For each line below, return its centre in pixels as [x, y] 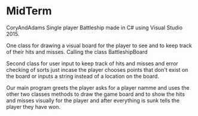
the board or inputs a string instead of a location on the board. [83, 76]
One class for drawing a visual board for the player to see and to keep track [99, 45]
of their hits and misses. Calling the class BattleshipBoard [77, 51]
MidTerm [29, 11]
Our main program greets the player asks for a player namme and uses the [98, 87]
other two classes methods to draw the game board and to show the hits [96, 94]
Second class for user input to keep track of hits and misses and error [92, 63]
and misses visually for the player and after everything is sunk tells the [93, 100]
